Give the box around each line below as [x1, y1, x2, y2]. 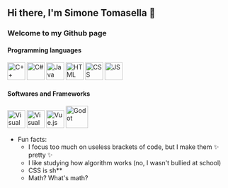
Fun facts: [17, 135, 47, 143]
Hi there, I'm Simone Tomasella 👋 [7, 7, 156, 19]
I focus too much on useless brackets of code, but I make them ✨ [28, 143, 220, 151]
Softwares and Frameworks [7, 89, 91, 98]
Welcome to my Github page [7, 28, 108, 38]
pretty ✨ [28, 150, 53, 159]
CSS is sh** [28, 166, 63, 175]
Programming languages [7, 45, 82, 54]
